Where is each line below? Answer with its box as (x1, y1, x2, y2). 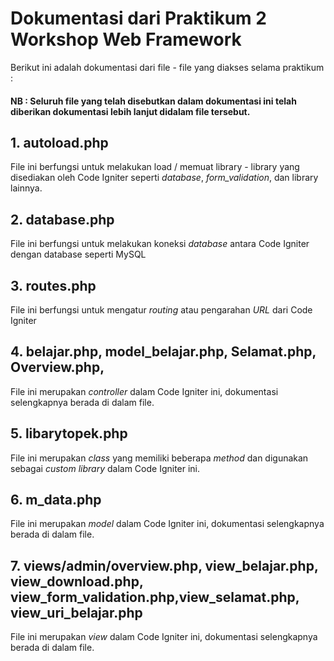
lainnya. (10, 182, 43, 194)
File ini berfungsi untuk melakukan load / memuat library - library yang (10, 161, 300, 173)
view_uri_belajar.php (10, 604, 143, 621)
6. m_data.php (10, 491, 102, 508)
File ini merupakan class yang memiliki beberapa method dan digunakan (10, 452, 309, 464)
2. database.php (10, 211, 115, 228)
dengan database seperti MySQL (10, 248, 147, 261)
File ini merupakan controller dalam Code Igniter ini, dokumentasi (10, 385, 279, 397)
